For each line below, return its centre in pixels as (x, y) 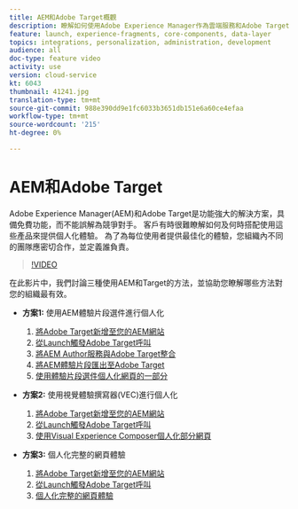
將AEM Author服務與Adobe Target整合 (106, 353)
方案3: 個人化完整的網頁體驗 (74, 454)
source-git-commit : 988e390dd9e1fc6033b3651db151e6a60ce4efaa (126, 108)
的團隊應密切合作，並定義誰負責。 (71, 247)
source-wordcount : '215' (55, 125)
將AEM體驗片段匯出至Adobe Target (100, 364)
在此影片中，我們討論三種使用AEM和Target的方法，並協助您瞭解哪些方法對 (146, 282)
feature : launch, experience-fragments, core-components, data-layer (141, 34)
